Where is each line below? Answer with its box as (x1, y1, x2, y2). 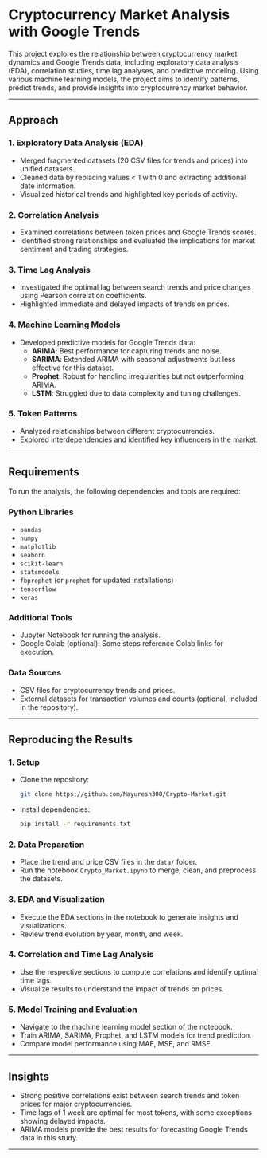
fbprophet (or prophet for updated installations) (19, 575, 174, 585)
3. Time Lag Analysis (8, 264, 91, 275)
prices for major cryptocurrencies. (19, 1099, 133, 1109)
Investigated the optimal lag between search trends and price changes (19, 282, 252, 292)
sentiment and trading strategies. (19, 244, 129, 254)
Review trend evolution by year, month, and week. (19, 929, 184, 939)
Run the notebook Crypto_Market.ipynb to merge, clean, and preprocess (19, 865, 257, 875)
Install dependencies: (19, 805, 91, 814)
